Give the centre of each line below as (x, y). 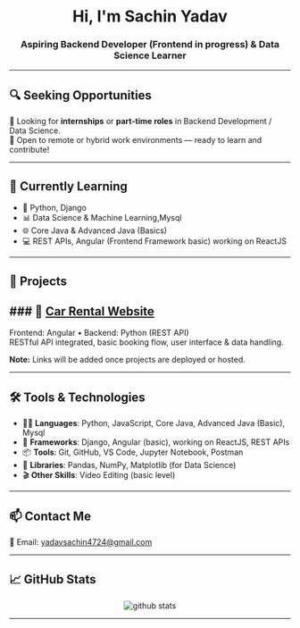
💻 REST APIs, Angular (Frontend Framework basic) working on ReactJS (154, 241)
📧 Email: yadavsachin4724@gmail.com (81, 541)
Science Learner (150, 55)
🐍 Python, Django (54, 208)
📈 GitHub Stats (53, 579)
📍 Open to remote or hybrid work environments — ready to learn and (136, 140)
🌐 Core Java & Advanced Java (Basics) (95, 230)
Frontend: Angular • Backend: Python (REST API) (99, 333)
